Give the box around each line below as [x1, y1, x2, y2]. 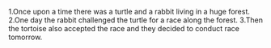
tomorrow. [8, 32, 43, 42]
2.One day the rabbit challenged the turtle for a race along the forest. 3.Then [8, 15, 263, 25]
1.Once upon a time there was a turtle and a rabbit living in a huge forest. [8, 7, 251, 16]
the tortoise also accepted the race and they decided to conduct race [8, 24, 240, 33]
